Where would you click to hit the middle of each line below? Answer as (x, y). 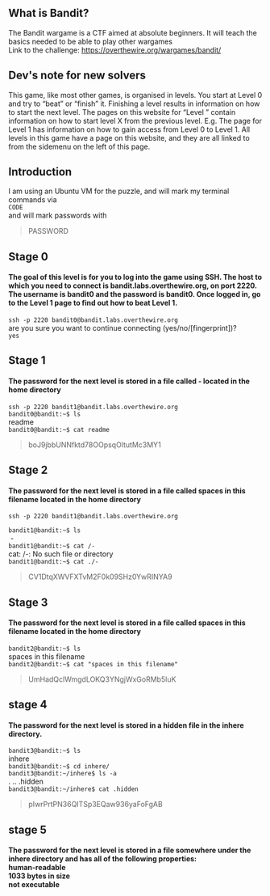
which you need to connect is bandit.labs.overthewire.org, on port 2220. (133, 285)
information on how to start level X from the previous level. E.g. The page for (135, 120)
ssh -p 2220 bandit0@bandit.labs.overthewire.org (93, 320)
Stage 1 (27, 360)
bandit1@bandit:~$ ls (45, 530)
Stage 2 (28, 470)
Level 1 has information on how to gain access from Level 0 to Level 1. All (129, 129)
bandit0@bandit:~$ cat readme (59, 429)
